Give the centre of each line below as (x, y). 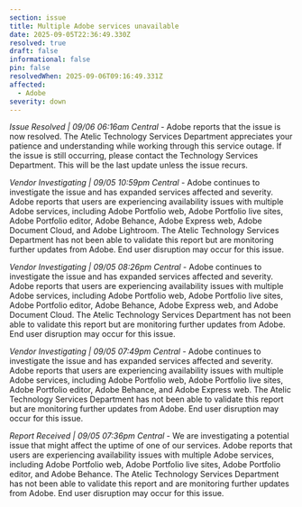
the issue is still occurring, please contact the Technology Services (134, 156)
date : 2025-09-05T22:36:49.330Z (70, 34)
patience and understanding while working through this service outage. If (146, 146)
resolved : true (38, 43)
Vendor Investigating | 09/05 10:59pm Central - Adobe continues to (135, 183)
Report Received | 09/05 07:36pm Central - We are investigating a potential (150, 436)
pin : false (30, 68)
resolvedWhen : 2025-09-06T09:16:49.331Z (87, 77)
